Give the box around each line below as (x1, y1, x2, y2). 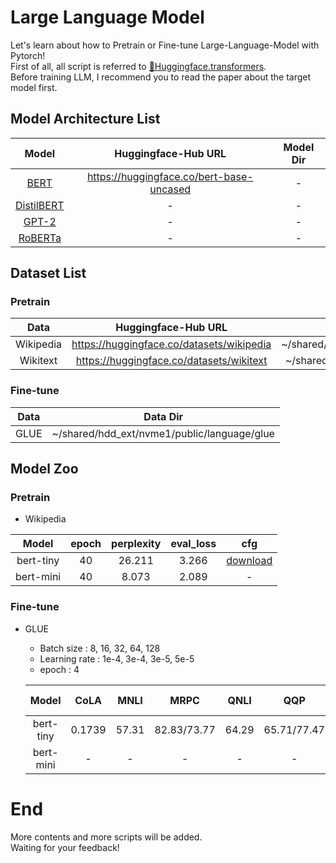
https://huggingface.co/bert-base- (86, 169, 254, 183)
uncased (149, 182, 192, 196)
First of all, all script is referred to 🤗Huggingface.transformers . (10, 60, 267, 72)
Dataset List (10, 265, 87, 282)
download (226, 554, 273, 568)
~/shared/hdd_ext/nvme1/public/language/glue (51, 426, 275, 440)
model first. (10, 81, 58, 93)
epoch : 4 (39, 663, 80, 675)
